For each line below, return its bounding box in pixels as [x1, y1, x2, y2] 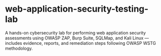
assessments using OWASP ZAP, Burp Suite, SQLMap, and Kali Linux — [5, 35, 149, 41]
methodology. [5, 45, 33, 51]
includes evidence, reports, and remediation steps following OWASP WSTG [5, 40, 156, 46]
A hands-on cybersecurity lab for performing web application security [5, 30, 146, 36]
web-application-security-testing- [5, 3, 149, 15]
